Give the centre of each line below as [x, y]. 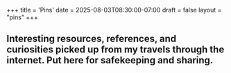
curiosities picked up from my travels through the [115, 50]
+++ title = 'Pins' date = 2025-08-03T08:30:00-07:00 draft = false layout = [114, 10]
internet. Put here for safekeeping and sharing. [110, 60]
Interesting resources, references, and [92, 39]
